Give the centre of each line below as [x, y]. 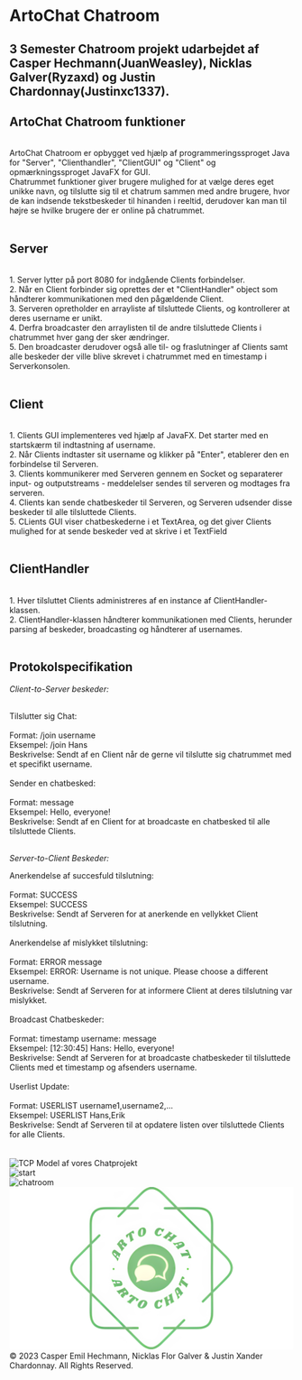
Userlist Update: [40, 1086]
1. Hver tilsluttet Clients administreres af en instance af [110, 600]
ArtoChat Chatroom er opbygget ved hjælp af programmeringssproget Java [150, 153]
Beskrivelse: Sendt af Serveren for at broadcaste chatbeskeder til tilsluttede [150, 1057]
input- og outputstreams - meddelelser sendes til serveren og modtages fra [150, 483]
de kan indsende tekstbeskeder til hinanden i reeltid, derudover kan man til [148, 201]
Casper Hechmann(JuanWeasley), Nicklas [131, 63]
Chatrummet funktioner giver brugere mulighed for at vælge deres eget [142, 182]
